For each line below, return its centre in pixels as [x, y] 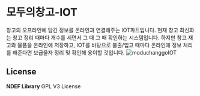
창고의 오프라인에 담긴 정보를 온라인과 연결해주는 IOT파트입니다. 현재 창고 [92, 30]
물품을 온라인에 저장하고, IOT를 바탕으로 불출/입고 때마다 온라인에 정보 [99, 45]
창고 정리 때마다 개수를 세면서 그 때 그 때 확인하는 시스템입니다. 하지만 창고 [100, 37]
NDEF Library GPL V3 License [44, 86]
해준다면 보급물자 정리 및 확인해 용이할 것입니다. [68, 52]
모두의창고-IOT [42, 12]
